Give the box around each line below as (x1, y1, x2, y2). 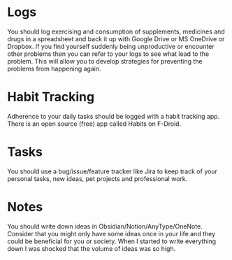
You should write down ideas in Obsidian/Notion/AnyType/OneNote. (7, 222, 203, 231)
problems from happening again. (7, 64, 101, 73)
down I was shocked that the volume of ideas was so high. (7, 244, 176, 252)
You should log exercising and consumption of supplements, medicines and (7, 27, 225, 36)
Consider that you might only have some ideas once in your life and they (7, 229, 215, 238)
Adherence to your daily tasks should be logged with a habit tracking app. (7, 112, 220, 120)
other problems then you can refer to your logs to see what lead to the (7, 50, 210, 58)
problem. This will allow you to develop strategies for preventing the (7, 57, 203, 65)
